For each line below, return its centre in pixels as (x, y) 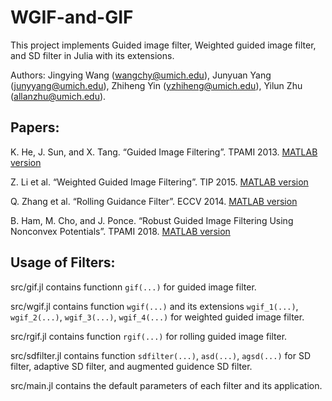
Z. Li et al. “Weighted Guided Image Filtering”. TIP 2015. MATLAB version (159, 182)
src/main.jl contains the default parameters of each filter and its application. (166, 385)
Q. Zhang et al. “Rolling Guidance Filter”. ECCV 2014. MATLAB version (154, 201)
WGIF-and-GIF (72, 17)
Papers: (35, 127)
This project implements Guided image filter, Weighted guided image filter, (163, 45)
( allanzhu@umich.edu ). (58, 96)
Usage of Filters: (63, 262)
